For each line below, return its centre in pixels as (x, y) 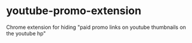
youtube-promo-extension (74, 11)
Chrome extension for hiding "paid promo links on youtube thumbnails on (96, 27)
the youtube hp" (26, 33)
